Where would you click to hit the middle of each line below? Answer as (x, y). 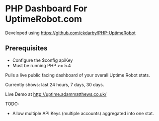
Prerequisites (26, 48)
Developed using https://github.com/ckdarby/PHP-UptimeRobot (70, 33)
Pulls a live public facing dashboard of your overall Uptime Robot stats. (78, 75)
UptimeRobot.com (44, 19)
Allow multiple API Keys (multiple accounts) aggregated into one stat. (83, 113)
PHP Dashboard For (46, 9)
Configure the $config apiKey (42, 60)
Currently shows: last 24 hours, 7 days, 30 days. (55, 84)
